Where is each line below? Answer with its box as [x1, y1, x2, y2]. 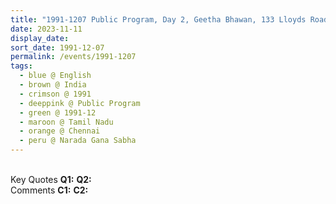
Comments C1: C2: [10, 184, 89, 196]
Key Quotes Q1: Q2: [10, 174, 92, 185]
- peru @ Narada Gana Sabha [19, 136, 137, 146]
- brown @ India [19, 80, 87, 90]
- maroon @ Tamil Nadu [19, 117, 114, 127]
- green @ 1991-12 [19, 107, 97, 118]
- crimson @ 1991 [19, 89, 92, 99]
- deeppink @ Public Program [19, 98, 141, 108]
